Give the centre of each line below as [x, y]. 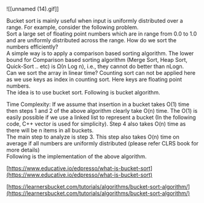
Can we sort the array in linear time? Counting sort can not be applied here [101, 73]
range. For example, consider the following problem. [73, 27]
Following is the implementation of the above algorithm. [76, 156]
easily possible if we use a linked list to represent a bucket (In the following [101, 117]
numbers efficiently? [32, 47]
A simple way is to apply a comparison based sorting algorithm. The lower [100, 53]
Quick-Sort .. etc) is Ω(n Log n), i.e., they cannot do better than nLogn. [95, 66]
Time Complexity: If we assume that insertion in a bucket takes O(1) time [98, 104]
